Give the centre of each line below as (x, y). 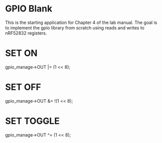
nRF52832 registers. (26, 33)
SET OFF (23, 87)
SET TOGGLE (32, 121)
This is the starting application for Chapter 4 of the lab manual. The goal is (81, 22)
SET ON (21, 53)
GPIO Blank (29, 9)
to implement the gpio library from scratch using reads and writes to (75, 27)
